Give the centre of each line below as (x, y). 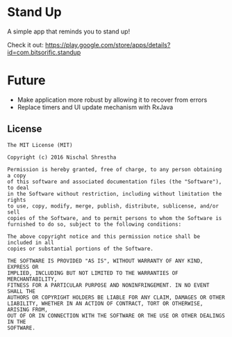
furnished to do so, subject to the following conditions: (94, 224)
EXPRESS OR (23, 267)
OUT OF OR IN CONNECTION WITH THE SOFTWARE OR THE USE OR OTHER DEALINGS (116, 315)
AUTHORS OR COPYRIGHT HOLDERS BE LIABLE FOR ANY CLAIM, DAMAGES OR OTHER (116, 297)
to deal (18, 188)
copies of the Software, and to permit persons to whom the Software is (115, 218)
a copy (17, 175)
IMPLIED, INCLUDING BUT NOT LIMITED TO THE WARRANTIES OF (93, 273)
